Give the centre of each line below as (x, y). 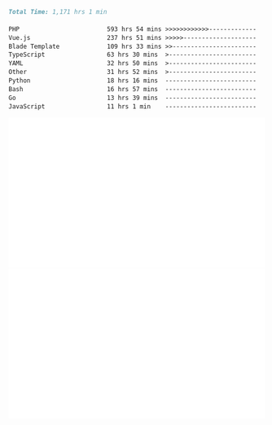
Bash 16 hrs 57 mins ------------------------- (132, 89)
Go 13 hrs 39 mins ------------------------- (132, 98)
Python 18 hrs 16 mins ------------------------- (132, 81)
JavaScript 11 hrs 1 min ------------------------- (132, 106)
